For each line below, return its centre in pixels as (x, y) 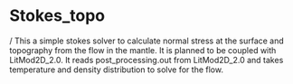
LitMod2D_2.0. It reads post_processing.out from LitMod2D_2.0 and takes (146, 60)
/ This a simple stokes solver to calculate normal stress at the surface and (147, 41)
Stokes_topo (57, 16)
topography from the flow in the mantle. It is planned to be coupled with (143, 50)
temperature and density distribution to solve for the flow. (117, 70)
